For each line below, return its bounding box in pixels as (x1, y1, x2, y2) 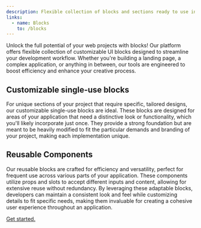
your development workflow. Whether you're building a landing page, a (6, 54, 181, 62)
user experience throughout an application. (6, 203, 112, 211)
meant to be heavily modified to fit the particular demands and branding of (6, 126, 190, 133)
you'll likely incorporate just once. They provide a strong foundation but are (6, 120, 192, 127)
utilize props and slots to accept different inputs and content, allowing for (6, 178, 187, 186)
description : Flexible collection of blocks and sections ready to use (6, 8, 188, 15)
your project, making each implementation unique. (6, 132, 130, 139)
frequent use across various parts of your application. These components (6, 172, 188, 179)
